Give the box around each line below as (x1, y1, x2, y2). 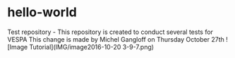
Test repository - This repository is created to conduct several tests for (7, 28, 214, 36)
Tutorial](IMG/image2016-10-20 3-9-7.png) (29, 42, 154, 51)
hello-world (7, 4, 78, 21)
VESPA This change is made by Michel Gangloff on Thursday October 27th (7, 35, 224, 43)
